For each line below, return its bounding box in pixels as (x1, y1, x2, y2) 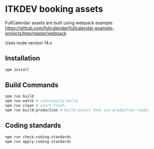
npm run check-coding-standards (5, 134, 71, 139)
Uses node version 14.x (5, 39, 52, 45)
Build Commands (5, 81, 59, 89)
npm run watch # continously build (5, 99, 78, 104)
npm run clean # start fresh (5, 103, 65, 108)
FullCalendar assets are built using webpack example (5, 20, 113, 26)
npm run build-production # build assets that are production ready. (5, 108, 151, 113)
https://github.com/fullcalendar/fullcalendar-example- (5, 25, 114, 31)
